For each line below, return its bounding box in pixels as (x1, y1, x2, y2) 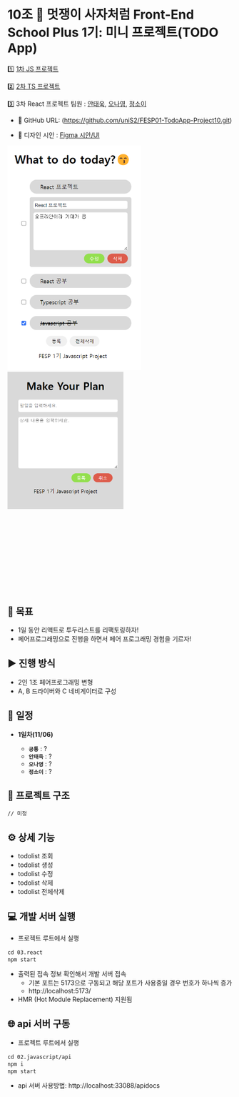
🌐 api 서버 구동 (7, 1018, 71, 1030)
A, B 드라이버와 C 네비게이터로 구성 (17, 687, 117, 695)
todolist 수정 (17, 870, 54, 878)
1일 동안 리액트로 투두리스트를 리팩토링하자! (17, 626, 139, 634)
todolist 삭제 (17, 878, 54, 887)
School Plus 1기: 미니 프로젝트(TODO (7, 24, 219, 41)
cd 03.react (7, 949, 43, 956)
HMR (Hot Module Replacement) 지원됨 (17, 995, 133, 1004)
